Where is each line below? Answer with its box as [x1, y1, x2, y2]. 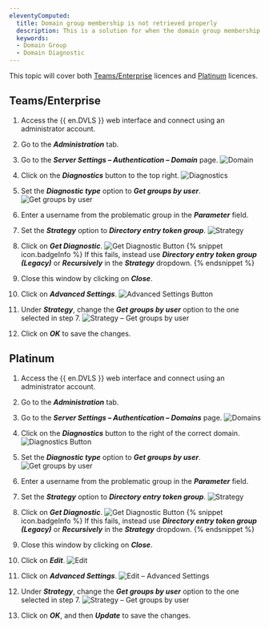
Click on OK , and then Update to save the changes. [20, 610, 191, 620]
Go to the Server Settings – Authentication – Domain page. [20, 155, 219, 164]
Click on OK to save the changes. [20, 328, 131, 338]
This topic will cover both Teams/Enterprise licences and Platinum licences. [9, 71, 259, 80]
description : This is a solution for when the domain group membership [16, 26, 261, 34]
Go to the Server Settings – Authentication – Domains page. [20, 413, 223, 422]
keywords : [16, 34, 49, 42]
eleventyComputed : [9, 11, 70, 20]
